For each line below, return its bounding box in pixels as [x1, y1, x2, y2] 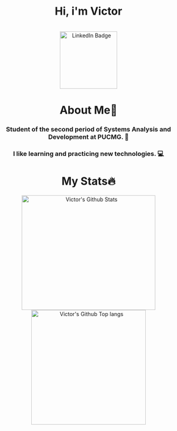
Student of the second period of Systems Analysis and [5, 125, 172, 134]
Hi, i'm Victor [54, 4, 123, 18]
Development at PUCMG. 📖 [48, 133, 129, 141]
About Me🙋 [59, 103, 118, 117]
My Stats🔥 [61, 174, 116, 188]
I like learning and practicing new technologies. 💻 [13, 149, 164, 158]
